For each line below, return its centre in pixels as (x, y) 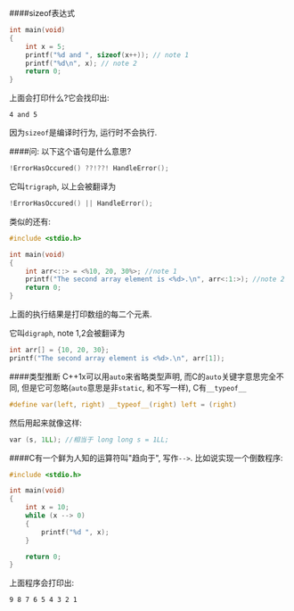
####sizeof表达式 (42, 13)
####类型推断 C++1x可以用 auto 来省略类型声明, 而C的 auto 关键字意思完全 (143, 376)
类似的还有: (30, 221)
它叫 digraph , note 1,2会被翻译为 (67, 333)
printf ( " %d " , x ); (75, 532)
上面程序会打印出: (42, 583)
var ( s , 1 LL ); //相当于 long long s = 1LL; (89, 440)
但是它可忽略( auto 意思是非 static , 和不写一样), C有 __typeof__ (134, 387)
